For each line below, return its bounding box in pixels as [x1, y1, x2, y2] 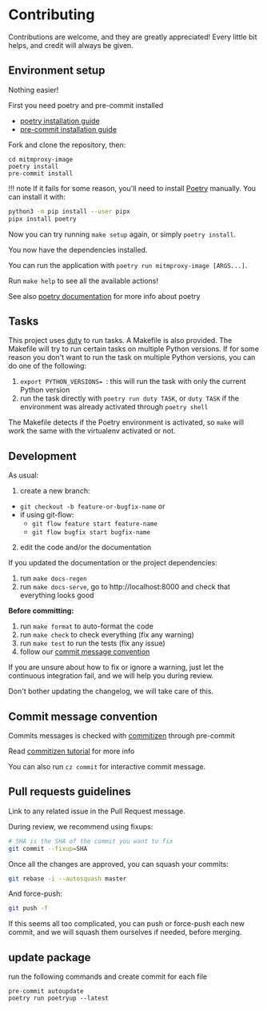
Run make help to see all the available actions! [8, 276, 158, 285]
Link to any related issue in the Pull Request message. [8, 806, 186, 816]
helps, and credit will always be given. [8, 40, 133, 50]
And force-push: [8, 889, 62, 899]
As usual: [8, 470, 39, 481]
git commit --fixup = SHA [8, 844, 88, 852]
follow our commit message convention [19, 647, 150, 657]
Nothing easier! [8, 85, 59, 94]
